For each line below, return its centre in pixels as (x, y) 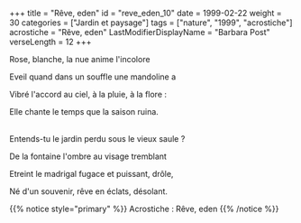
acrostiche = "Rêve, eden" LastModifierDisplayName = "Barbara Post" (140, 32)
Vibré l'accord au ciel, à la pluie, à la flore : (88, 94)
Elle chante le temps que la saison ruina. (84, 111)
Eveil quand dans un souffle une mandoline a (93, 77)
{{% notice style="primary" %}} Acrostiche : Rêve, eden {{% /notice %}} (144, 209)
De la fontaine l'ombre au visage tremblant (88, 156)
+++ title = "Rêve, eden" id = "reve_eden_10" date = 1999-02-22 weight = (146, 13)
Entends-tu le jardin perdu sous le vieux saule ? (97, 139)
